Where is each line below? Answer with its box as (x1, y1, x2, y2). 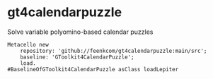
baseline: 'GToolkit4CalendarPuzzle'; (20, 54, 134, 61)
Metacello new (7, 41, 50, 48)
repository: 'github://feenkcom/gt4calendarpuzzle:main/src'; (20, 47, 207, 54)
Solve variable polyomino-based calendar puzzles (7, 28, 154, 36)
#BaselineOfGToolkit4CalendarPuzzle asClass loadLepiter (7, 66, 179, 73)
